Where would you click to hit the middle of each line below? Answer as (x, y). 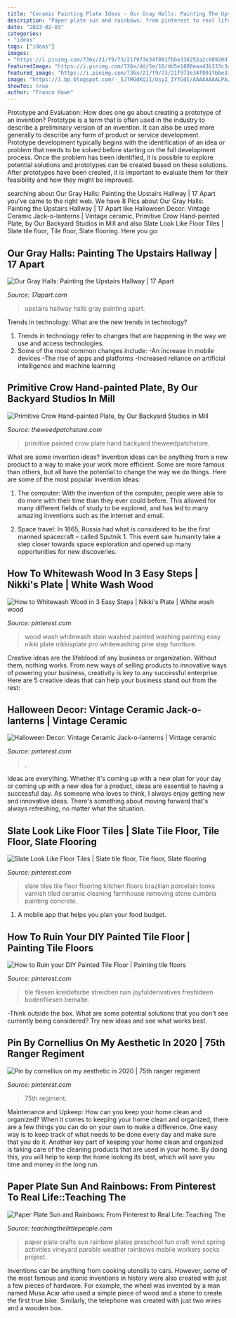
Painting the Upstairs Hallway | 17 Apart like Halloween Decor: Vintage (109, 209)
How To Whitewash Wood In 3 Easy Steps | (103, 574)
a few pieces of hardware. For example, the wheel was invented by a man (114, 1285)
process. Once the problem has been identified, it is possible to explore (111, 158)
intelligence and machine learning (66, 365)
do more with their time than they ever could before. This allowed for (117, 500)
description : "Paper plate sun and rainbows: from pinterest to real (111, 20)
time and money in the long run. (53, 1164)
